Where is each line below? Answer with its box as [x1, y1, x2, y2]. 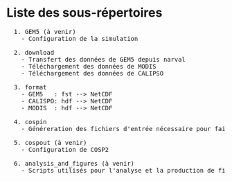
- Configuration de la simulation [21, 35, 139, 42]
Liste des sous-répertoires [6, 5, 163, 21]
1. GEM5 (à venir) [13, 28, 77, 35]
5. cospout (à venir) [13, 139, 87, 146]
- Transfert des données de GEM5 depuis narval [21, 55, 186, 63]
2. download [13, 49, 55, 56]
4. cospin [13, 118, 47, 126]
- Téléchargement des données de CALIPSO [21, 69, 164, 77]
